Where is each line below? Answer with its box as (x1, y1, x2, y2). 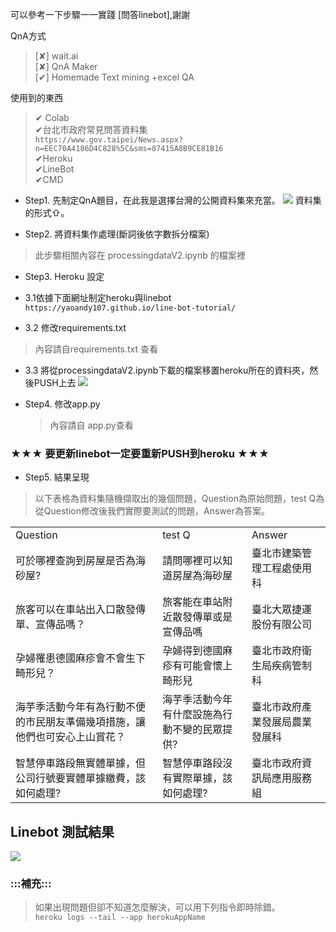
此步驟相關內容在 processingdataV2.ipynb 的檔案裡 (34, 249, 246, 261)
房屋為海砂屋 (172, 569, 233, 583)
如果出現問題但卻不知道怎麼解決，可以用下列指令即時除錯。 (34, 901, 281, 913)
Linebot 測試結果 (10, 823, 115, 840)
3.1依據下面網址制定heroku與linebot (24, 292, 172, 303)
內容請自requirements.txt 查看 (34, 343, 159, 355)
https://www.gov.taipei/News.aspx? (34, 135, 184, 145)
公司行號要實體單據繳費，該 (15, 771, 147, 785)
